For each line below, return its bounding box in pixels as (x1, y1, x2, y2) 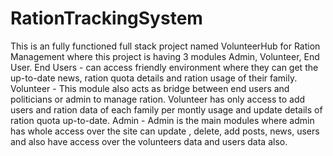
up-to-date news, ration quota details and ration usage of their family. (10, 72, 298, 84)
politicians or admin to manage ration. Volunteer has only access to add (10, 93, 306, 105)
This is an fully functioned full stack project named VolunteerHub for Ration (10, 40, 321, 52)
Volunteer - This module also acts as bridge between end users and (10, 82, 290, 94)
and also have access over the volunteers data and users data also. (10, 135, 288, 147)
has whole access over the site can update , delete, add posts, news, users (10, 125, 320, 137)
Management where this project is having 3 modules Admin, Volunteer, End (10, 50, 320, 62)
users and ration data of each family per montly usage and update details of (10, 103, 323, 116)
